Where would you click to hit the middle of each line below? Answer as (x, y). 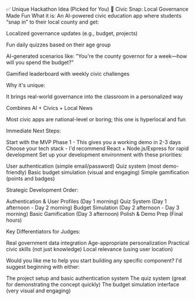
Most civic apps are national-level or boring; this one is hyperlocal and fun (96, 119)
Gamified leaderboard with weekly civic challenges (68, 74)
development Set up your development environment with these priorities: (95, 155)
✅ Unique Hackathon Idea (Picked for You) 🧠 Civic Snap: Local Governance (97, 9)
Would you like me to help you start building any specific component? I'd (94, 261)
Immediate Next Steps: (34, 131)
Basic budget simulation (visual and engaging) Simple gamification (108, 172)
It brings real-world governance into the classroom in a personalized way (95, 96)
